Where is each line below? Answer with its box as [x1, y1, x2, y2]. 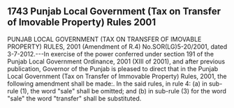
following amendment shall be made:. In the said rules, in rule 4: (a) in [7, 79, 207, 88]
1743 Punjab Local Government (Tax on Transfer [7, 6, 221, 17]
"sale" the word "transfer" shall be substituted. [7, 94, 142, 102]
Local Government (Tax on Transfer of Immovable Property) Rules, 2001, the [7, 72, 227, 80]
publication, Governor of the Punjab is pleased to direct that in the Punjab [7, 64, 219, 72]
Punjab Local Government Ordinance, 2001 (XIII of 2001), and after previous [7, 57, 226, 65]
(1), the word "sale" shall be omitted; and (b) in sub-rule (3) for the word [20, 86, 227, 95]
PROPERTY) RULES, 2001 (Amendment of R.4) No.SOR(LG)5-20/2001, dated [7, 42, 228, 51]
